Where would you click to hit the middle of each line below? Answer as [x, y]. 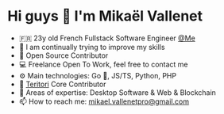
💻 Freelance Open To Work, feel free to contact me [103, 64]
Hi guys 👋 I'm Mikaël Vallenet [105, 16]
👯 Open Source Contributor [64, 55]
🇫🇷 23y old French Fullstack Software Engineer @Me [107, 38]
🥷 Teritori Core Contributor [62, 84]
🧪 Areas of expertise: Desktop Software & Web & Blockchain [117, 92]
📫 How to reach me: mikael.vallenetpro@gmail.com [104, 101]
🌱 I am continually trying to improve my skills [92, 47]
